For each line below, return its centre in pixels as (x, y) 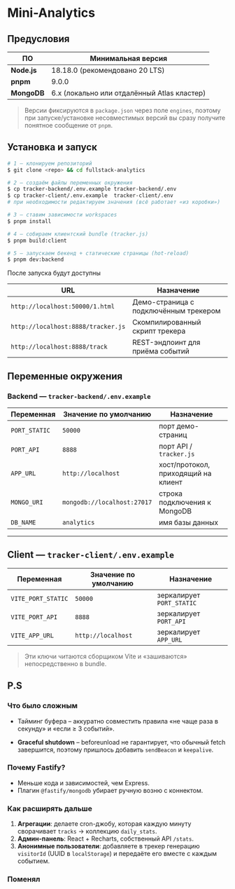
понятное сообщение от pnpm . (69, 125)
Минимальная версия (129, 59)
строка (171, 494)
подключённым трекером (176, 311)
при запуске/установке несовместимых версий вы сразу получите (125, 118)
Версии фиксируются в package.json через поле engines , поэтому (122, 110)
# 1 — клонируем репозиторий (50, 163)
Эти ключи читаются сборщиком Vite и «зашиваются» (106, 656)
